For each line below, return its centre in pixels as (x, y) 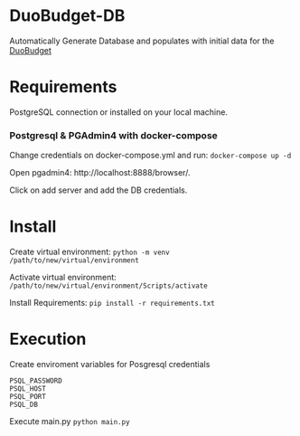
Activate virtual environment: (63, 278)
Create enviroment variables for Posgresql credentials (110, 365)
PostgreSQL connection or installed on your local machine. (119, 112)
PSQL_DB (24, 405)
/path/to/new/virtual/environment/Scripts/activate (108, 286)
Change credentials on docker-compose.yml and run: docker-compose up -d (150, 156)
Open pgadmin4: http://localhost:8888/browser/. (100, 173)
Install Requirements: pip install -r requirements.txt (112, 303)
